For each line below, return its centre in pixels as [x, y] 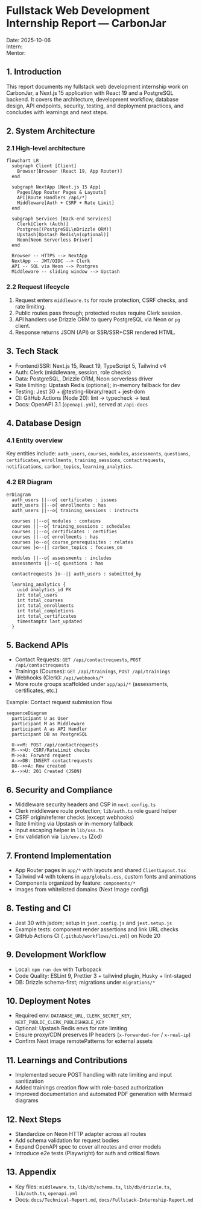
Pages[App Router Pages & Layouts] [62, 193]
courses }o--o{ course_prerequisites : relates [73, 542]
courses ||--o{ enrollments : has [55, 537]
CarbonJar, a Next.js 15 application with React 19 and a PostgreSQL [90, 93]
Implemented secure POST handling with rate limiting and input [93, 1075]
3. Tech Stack [33, 351]
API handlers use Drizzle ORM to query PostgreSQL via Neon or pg [97, 319]
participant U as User [40, 719]
